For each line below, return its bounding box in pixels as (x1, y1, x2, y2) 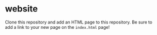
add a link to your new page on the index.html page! (5, 24, 110, 30)
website (5, 3, 38, 14)
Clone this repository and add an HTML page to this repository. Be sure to (5, 19, 153, 25)
